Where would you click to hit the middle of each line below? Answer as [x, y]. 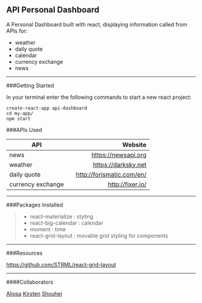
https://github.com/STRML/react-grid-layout [61, 264]
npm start [19, 119]
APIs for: [17, 31]
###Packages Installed [35, 205]
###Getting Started [30, 85]
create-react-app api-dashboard [47, 108]
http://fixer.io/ [127, 184]
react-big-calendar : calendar [66, 223]
